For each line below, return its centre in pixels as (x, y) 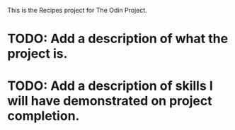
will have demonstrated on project (110, 101)
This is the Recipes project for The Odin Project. (77, 10)
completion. (44, 116)
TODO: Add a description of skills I (110, 86)
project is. (38, 54)
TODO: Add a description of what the (118, 39)
